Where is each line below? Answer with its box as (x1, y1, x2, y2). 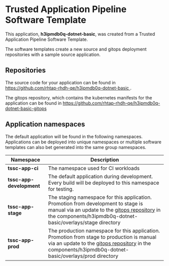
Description (90, 156, 119, 163)
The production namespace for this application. (48, 227, 160, 234)
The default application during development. (48, 173, 153, 180)
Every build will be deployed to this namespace (48, 179, 159, 186)
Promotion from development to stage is (48, 200, 143, 207)
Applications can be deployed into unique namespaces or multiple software (5, 139, 162, 145)
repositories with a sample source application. (5, 51, 101, 58)
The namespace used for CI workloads (48, 165, 140, 172)
